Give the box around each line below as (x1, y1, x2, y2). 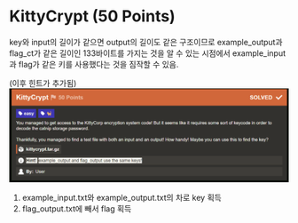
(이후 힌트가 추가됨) (9, 77, 77, 88)
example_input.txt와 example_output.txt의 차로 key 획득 (21, 192, 222, 203)
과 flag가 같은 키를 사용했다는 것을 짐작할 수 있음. (9, 59, 179, 69)
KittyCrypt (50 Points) (9, 6, 176, 27)
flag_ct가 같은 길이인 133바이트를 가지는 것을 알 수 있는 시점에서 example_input (9, 47, 286, 59)
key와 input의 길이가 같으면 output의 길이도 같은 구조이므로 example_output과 (9, 36, 283, 47)
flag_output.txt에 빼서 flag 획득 (21, 203, 132, 214)
